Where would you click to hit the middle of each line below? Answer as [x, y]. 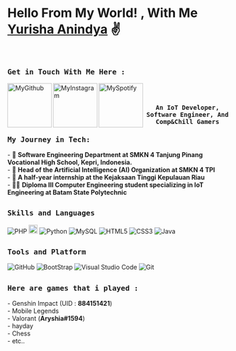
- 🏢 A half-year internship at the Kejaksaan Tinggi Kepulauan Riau [106, 177]
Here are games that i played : [73, 288]
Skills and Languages [51, 213]
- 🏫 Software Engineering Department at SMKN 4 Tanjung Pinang [105, 154]
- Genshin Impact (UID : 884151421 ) [60, 304]
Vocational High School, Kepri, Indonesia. [70, 162]
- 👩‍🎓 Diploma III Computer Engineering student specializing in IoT [106, 185]
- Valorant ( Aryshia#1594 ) [46, 318]
